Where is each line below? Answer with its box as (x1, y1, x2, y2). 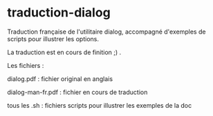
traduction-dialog (7, 5, 111, 21)
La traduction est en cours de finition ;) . (7, 48, 122, 56)
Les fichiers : (7, 61, 44, 69)
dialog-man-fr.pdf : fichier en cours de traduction (7, 88, 148, 96)
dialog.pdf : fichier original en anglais (7, 74, 113, 83)
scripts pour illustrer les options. (7, 34, 99, 43)
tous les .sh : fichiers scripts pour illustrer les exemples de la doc (7, 101, 192, 109)
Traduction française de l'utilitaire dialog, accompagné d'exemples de (7, 27, 206, 36)
